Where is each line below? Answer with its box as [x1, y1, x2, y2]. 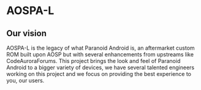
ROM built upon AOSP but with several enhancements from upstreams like [6, 51, 194, 58]
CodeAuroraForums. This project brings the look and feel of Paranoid [6, 58, 181, 64]
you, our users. [6, 77, 45, 84]
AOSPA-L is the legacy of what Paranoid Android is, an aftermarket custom [6, 44, 195, 51]
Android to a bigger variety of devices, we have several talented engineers [6, 64, 195, 71]
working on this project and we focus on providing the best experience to [6, 70, 192, 77]
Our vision [6, 28, 47, 39]
